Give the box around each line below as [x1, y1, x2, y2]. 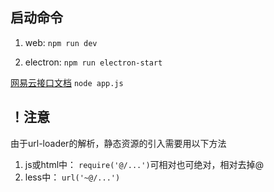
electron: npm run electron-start [24, 56, 163, 68]
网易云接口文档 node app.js [10, 76, 124, 88]
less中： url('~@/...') [24, 171, 121, 183]
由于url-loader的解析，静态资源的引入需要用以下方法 [10, 137, 227, 149]
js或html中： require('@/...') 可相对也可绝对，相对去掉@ [24, 158, 265, 170]
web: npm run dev [24, 36, 98, 48]
